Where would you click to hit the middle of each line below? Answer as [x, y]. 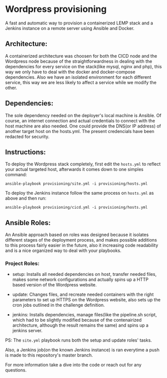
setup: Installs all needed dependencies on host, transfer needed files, [84, 274]
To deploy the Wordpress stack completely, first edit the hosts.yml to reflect [83, 164]
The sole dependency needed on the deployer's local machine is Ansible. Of [83, 115]
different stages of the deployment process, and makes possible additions [81, 240]
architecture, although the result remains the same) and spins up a [80, 325]
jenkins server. [27, 331]
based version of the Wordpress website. [54, 285]
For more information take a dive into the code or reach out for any [73, 365]
